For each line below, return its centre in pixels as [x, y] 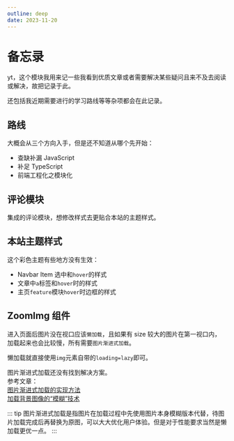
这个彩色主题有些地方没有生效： [53, 259]
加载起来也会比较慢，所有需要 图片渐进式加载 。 [71, 343]
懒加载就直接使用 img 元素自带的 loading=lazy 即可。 [79, 357]
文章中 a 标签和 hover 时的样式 [57, 283]
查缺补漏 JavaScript [46, 158]
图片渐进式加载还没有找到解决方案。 [59, 372]
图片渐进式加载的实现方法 [44, 389]
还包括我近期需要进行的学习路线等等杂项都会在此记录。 [86, 101]
